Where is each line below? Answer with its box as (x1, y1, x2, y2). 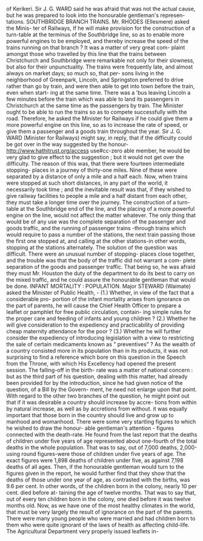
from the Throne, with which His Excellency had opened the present (6, 360, 176, 367)
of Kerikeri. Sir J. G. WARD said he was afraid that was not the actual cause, (6, 5, 196, 12)
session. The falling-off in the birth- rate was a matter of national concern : (6, 367, 193, 373)
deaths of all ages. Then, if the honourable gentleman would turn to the (6, 463, 184, 470)
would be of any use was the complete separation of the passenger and (6, 218, 186, 225)
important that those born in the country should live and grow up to (6, 412, 174, 418)
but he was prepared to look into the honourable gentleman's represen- (6, 12, 185, 19)
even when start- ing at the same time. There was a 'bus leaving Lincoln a (6, 89, 191, 96)
